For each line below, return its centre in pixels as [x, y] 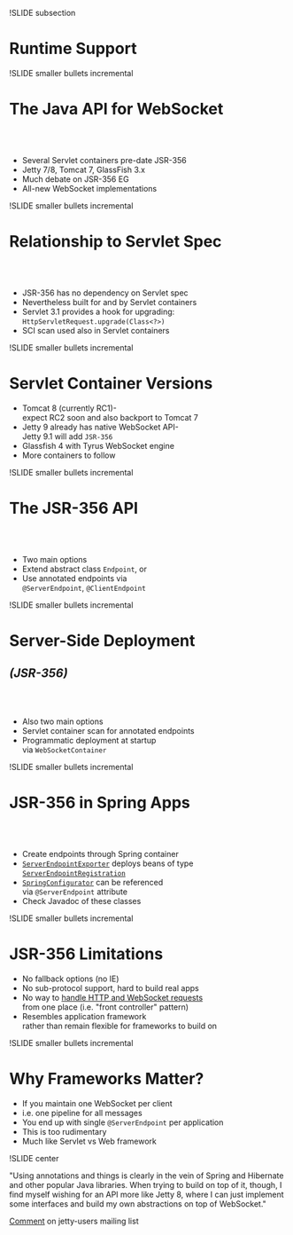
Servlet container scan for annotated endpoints [108, 730]
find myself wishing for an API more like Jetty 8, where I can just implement [147, 1194]
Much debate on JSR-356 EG [76, 179]
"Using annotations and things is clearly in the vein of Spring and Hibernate [146, 1176]
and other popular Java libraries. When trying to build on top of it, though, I [146, 1184]
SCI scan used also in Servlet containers [96, 330]
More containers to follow [69, 455]
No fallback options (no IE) [70, 979]
